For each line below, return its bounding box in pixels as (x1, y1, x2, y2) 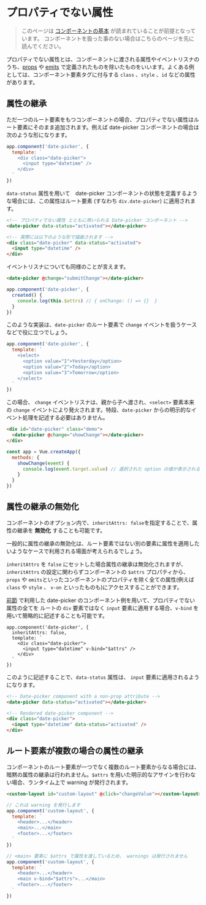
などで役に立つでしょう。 (6, 329, 71, 336)
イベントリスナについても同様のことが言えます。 (6, 263, 129, 270)
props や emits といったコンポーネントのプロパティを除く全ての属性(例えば (6, 576, 194, 583)
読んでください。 (21, 42, 65, 50)
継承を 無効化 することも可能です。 (17, 527, 106, 534)
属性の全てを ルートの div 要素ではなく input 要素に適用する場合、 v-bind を (6, 604, 199, 611)
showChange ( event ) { (17, 460, 70, 466)
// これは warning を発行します (6, 802, 81, 808)
